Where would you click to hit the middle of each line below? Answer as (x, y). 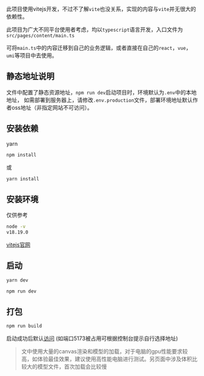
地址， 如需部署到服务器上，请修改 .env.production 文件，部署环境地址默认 (100, 100)
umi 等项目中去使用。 (32, 55)
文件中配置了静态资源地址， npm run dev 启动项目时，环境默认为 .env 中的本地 (101, 92)
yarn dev (17, 280)
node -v (16, 227)
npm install (21, 155)
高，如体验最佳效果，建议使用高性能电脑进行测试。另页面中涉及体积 (107, 359)
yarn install (23, 179)
